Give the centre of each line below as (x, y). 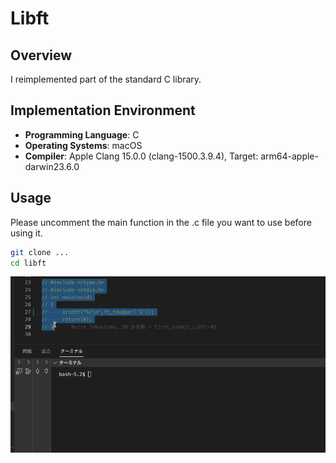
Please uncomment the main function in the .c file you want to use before (161, 222)
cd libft (28, 263)
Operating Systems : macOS (83, 145)
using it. (26, 233)
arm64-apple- (289, 156)
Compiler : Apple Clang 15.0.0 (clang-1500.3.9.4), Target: (141, 156)
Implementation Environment (103, 110)
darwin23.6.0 (52, 166)
